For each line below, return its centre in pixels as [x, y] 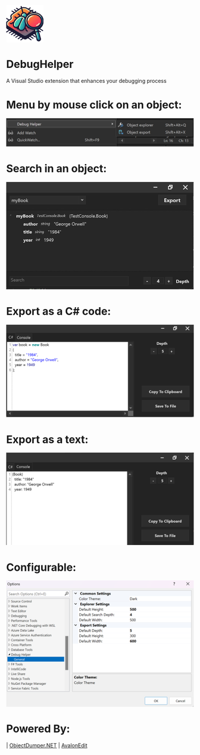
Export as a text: [47, 439]
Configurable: [41, 567]
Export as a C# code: [59, 312]
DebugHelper [40, 64]
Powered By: [38, 729]
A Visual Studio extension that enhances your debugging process [86, 81]
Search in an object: [57, 168]
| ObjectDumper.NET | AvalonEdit [47, 745]
